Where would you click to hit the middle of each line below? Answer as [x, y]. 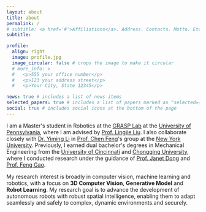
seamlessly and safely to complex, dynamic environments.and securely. [97, 202]
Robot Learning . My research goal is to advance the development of [93, 189]
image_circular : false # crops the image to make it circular [93, 63]
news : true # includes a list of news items [64, 97]
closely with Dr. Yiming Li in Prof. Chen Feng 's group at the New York [93, 138]
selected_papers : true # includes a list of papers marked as [87, 103]
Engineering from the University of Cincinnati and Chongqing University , [97, 151]
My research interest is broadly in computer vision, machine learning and [99, 176]
